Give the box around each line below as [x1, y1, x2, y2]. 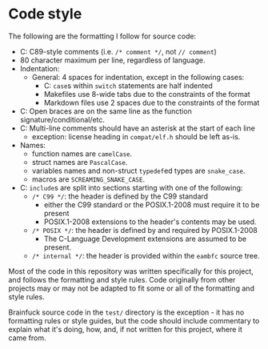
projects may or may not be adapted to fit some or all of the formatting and [8, 283, 254, 293]
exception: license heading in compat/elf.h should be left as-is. [31, 131, 241, 141]
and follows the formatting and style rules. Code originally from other [8, 275, 236, 284]
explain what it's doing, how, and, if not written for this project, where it [8, 324, 242, 334]
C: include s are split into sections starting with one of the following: [19, 183, 243, 192]
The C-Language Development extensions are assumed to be [43, 234, 247, 243]
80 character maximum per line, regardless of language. [19, 55, 206, 65]
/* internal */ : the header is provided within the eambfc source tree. [31, 251, 260, 260]
